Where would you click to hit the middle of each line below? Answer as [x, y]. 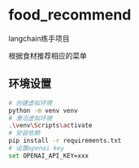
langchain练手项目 [39, 38]
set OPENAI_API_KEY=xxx [49, 156]
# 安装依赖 [24, 133]
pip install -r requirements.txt [65, 141]
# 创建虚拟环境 [30, 103]
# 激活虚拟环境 [30, 118]
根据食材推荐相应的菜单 [48, 55]
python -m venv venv [43, 110]
